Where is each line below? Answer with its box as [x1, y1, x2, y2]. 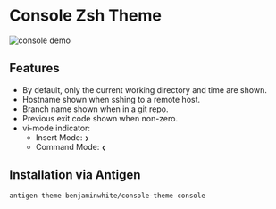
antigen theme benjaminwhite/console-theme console [9, 191, 205, 200]
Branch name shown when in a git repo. [21, 104, 169, 114]
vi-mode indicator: [21, 122, 91, 133]
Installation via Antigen [9, 167, 141, 183]
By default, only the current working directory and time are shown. [21, 84, 268, 95]
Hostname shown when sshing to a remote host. [21, 94, 201, 104]
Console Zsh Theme [9, 5, 163, 26]
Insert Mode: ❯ [35, 131, 89, 143]
